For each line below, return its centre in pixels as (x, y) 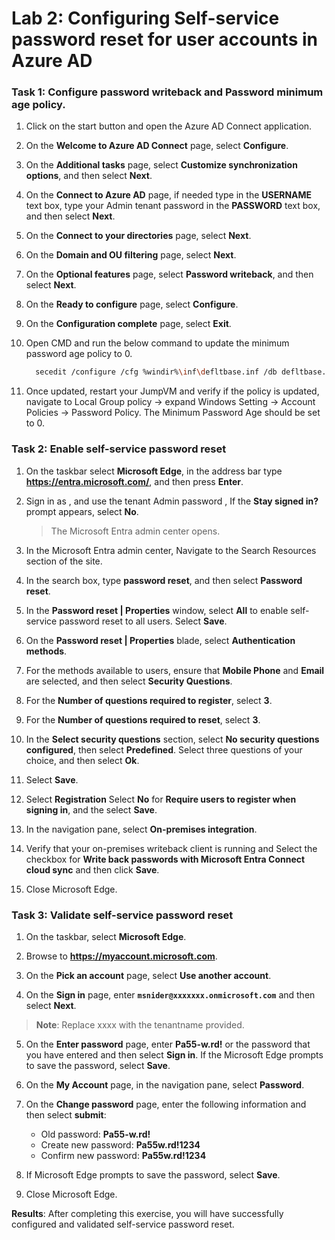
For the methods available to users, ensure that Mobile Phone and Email (175, 670)
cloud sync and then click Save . (92, 869)
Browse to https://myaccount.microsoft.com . (121, 956)
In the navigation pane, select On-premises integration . (141, 829)
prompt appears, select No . (82, 511)
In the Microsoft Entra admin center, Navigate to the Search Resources (171, 550)
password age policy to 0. (79, 354)
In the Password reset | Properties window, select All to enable (157, 610)
